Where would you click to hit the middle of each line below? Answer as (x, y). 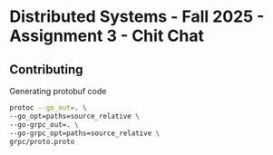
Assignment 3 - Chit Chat (107, 36)
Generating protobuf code (58, 91)
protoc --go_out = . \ (49, 108)
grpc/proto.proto (42, 141)
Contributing (46, 69)
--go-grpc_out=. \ (44, 124)
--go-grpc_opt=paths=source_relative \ (85, 133)
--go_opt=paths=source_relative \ (75, 116)
